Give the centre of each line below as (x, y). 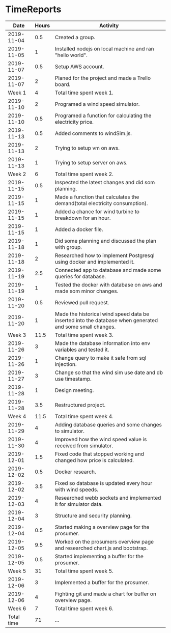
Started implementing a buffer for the (99, 556)
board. (63, 84)
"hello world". (71, 55)
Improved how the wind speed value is (101, 439)
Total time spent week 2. (84, 174)
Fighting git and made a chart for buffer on (106, 594)
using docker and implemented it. (95, 262)
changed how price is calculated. (94, 460)
